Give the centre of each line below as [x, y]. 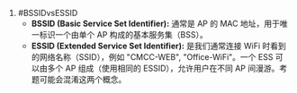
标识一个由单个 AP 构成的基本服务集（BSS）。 [124, 34]
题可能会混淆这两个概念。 [79, 79]
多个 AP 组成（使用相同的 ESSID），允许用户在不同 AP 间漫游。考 [167, 68]
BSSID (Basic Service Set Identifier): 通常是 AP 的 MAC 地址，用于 [156, 23]
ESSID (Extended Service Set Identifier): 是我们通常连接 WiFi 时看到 [158, 46]
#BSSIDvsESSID [48, 13]
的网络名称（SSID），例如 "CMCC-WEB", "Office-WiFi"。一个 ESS [152, 57]
